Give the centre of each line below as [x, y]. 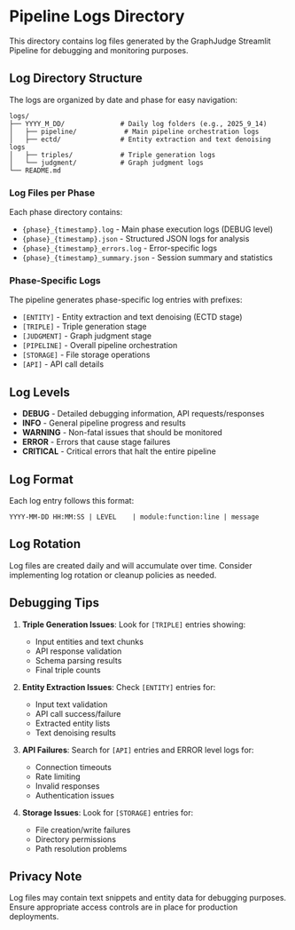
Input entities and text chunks [89, 641]
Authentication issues [75, 795]
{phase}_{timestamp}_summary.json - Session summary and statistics [147, 258]
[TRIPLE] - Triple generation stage [85, 327]
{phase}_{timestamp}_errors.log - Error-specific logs [120, 248]
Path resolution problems [81, 848]
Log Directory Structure [76, 79]
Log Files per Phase [52, 193]
